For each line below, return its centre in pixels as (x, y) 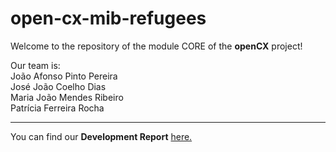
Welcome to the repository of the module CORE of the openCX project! (156, 46)
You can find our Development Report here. (101, 136)
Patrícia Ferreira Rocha (57, 108)
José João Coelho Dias (58, 86)
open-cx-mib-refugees (108, 18)
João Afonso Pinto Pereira (64, 76)
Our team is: (35, 65)
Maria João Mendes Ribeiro (67, 97)
